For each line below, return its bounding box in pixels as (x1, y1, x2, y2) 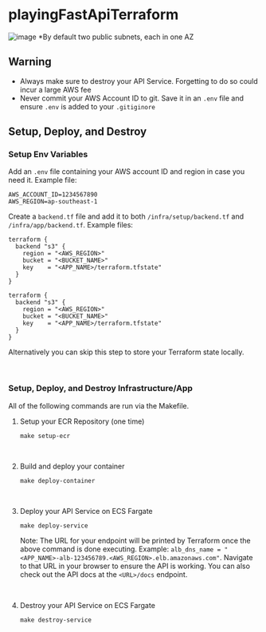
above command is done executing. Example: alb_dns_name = (19, 544, 221, 554)
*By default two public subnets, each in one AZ (38, 32, 194, 41)
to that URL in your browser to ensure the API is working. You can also (19, 561, 251, 571)
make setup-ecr (19, 432, 71, 440)
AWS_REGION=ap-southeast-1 (8, 198, 98, 206)
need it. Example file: (8, 176, 77, 185)
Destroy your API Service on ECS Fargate (19, 600, 155, 610)
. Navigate (219, 552, 253, 562)
